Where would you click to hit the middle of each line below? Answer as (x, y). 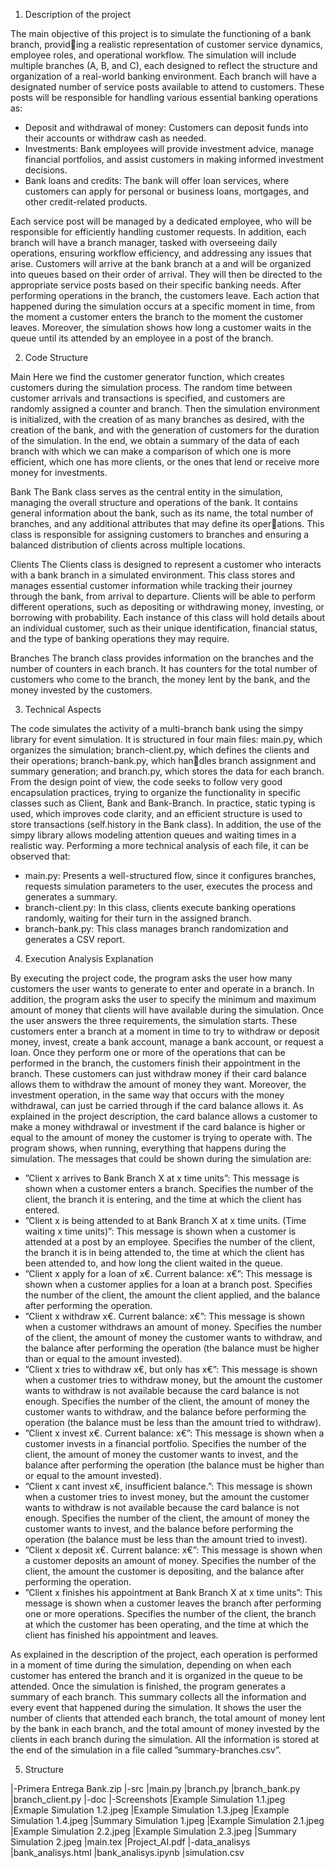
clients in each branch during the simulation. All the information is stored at (165, 1739)
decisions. (46, 170)
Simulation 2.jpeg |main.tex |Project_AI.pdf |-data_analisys (130, 1842)
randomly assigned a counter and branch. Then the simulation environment (165, 408)
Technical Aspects (63, 709)
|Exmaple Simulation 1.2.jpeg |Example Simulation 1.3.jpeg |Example (150, 1810)
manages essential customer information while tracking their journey (151, 585)
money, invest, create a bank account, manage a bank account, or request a (167, 1042)
